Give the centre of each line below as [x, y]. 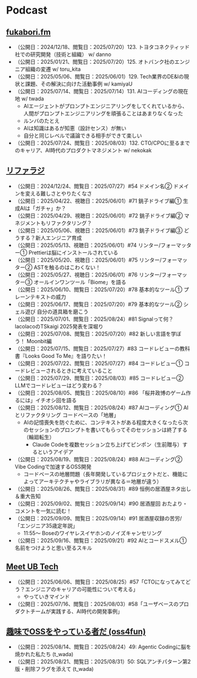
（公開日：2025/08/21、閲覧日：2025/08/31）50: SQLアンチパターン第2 [103, 661]
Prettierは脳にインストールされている [74, 252]
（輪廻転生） [39, 437]
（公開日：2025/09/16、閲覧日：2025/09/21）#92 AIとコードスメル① [101, 540]
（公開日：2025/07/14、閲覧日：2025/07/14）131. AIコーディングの [96, 91]
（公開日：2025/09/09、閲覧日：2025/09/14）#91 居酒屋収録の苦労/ [98, 518]
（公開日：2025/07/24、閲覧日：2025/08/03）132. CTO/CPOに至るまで [102, 143]
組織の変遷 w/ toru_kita [53, 69]
